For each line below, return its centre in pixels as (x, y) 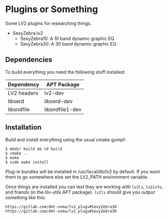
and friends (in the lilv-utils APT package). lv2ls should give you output (80, 192)
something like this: (26, 197)
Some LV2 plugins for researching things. (48, 23)
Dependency (24, 84)
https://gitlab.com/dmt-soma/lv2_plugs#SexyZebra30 (61, 211)
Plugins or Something (52, 9)
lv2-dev (54, 93)
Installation (23, 127)
